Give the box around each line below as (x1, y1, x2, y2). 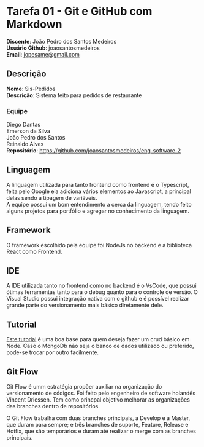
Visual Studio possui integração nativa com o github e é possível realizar (6, 295, 190, 303)
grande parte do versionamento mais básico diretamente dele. (6, 301, 164, 309)
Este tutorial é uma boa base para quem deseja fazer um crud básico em (6, 336, 190, 343)
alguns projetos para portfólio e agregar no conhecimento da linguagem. (6, 207, 190, 215)
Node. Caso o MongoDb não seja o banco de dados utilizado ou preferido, (6, 342, 194, 350)
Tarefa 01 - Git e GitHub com (6, 4, 153, 18)
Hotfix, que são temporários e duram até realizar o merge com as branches (6, 427, 196, 435)
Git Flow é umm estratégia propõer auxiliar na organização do (6, 383, 162, 390)
